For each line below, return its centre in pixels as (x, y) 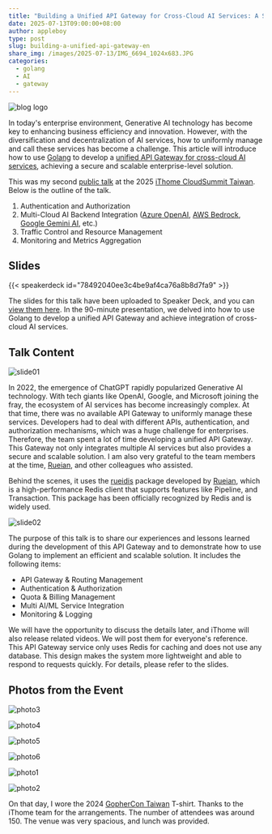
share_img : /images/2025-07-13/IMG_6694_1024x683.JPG (101, 54)
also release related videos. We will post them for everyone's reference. (128, 638)
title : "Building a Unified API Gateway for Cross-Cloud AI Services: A (134, 16)
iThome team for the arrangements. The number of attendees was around (132, 812)
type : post (27, 39)
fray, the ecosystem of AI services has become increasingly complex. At (129, 405)
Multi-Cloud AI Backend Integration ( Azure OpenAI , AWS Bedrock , (130, 214)
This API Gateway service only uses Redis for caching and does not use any (135, 647)
